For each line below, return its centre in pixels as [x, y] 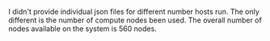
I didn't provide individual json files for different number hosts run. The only [134, 12]
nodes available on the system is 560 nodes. [83, 29]
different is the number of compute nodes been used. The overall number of [135, 20]
